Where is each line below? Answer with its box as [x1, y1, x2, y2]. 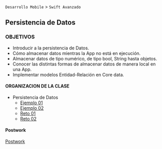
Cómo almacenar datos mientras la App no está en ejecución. [12, 50, 141, 56]
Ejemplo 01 [20, 100, 43, 106]
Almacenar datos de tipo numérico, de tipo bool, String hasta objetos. [12, 55, 157, 61]
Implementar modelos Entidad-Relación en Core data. [12, 71, 125, 78]
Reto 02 [20, 115, 37, 122]
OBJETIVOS [5, 33, 35, 40]
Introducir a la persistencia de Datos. [12, 45, 89, 51]
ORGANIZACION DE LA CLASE [5, 83, 70, 89]
